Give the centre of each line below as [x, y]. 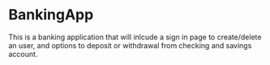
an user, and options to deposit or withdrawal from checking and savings [130, 45]
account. [23, 54]
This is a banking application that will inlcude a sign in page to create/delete [135, 37]
